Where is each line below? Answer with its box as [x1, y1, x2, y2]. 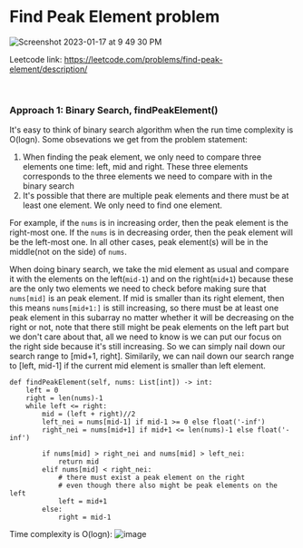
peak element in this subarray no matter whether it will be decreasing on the [9, 312, 295, 323]
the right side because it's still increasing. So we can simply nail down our [9, 341, 286, 352]
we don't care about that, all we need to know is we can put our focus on [9, 331, 282, 342]
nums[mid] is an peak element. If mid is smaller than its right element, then [9, 293, 285, 304]
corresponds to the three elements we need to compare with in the [22, 171, 273, 182]
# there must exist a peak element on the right [57, 474, 246, 483]
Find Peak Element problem [9, 6, 220, 27]
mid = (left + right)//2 [42, 410, 136, 419]
